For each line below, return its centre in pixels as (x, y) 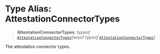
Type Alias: (28, 9)
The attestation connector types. (38, 46)
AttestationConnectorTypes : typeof (53, 32)
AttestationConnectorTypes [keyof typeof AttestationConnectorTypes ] (86, 37)
